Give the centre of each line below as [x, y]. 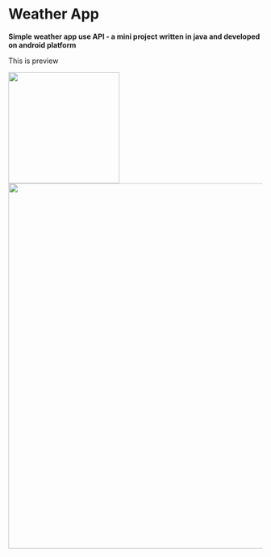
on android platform [42, 44]
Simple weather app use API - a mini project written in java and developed [134, 36]
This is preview [33, 61]
